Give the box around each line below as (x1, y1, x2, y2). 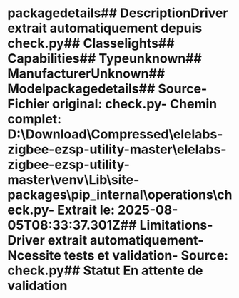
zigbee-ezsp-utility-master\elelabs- (7, 141, 227, 158)
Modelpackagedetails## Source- (7, 81, 208, 97)
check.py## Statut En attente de (7, 262, 203, 279)
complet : (7, 111, 62, 128)
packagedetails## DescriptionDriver (7, 5, 228, 21)
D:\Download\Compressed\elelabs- (7, 126, 223, 143)
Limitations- (139, 217, 213, 233)
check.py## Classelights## (7, 36, 175, 51)
